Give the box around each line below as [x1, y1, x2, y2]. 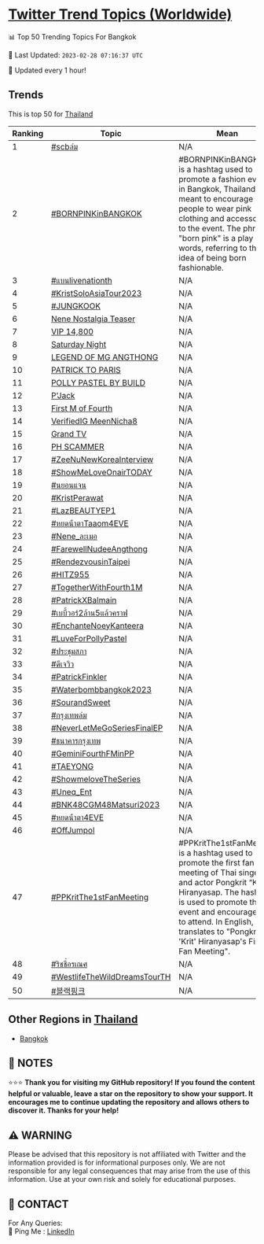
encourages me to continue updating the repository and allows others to [8, 1098, 250, 1107]
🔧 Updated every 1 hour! [8, 65, 86, 75]
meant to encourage [178, 193, 254, 204]
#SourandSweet [50, 696, 112, 707]
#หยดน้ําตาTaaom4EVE [50, 518, 129, 529]
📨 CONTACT [8, 1198, 69, 1211]
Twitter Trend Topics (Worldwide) [8, 6, 233, 24]
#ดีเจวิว [50, 659, 75, 670]
